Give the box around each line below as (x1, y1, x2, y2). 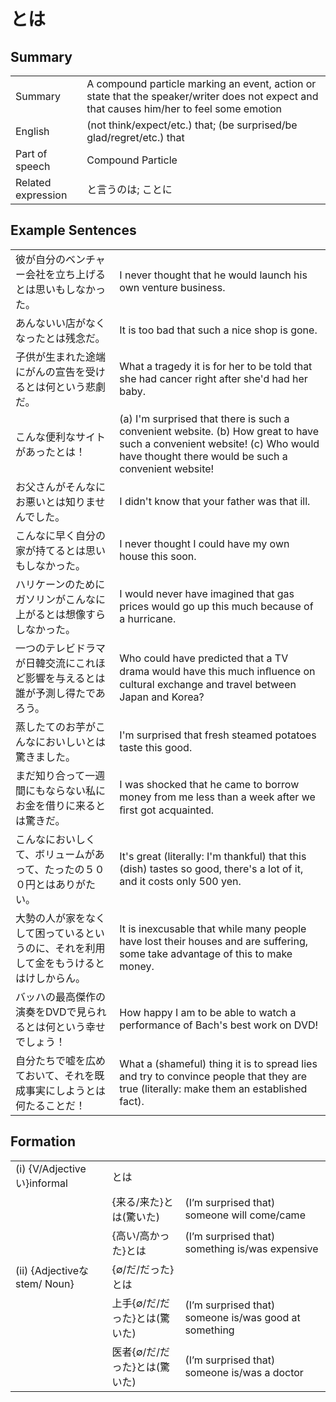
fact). (119, 1094, 145, 1108)
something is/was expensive (184, 1241, 319, 1255)
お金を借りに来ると (15, 798, 107, 812)
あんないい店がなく (15, 316, 107, 330)
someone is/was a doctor (184, 1365, 304, 1379)
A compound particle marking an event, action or (86, 77, 317, 90)
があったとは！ (15, 445, 87, 459)
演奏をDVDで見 (15, 1005, 87, 1019)
